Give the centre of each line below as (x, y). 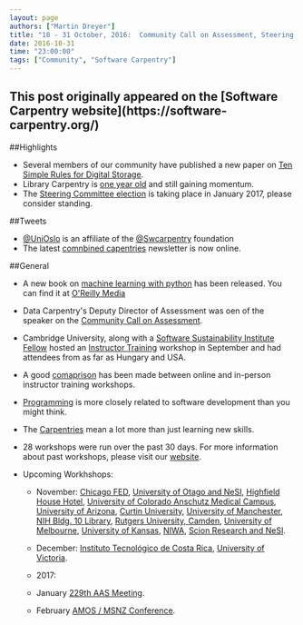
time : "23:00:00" (42, 52)
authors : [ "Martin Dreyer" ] (63, 26)
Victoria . (52, 557)
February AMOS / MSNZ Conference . (106, 610)
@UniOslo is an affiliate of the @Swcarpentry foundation (128, 238)
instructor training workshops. (79, 384)
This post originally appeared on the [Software (144, 97)
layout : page (34, 18)
